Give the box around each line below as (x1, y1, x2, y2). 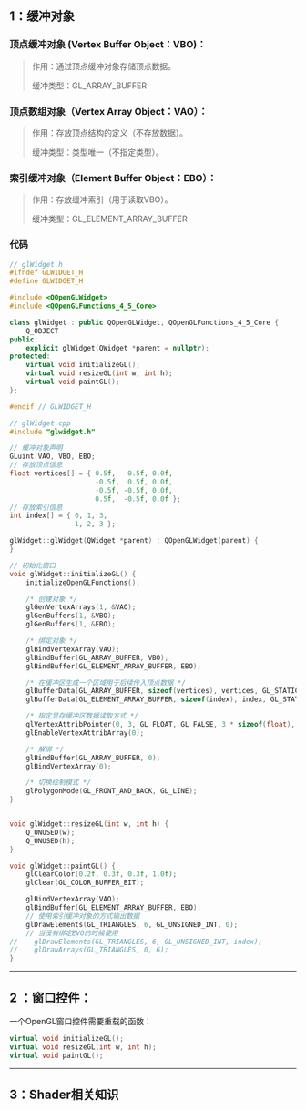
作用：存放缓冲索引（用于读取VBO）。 (31, 194, 173, 205)
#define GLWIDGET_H (9, 277, 84, 286)
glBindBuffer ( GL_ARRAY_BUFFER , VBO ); (25, 653, 169, 662)
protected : (9, 351, 51, 362)
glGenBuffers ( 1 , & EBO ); (25, 620, 117, 629)
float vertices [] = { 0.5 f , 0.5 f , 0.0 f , (9, 469, 173, 478)
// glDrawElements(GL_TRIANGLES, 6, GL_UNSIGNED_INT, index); (9, 937, 262, 946)
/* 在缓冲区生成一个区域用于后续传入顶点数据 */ (25, 677, 187, 687)
